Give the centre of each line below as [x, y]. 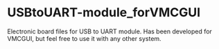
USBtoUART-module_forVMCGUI [104, 13]
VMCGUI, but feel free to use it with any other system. [84, 38]
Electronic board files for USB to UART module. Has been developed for [110, 31]
